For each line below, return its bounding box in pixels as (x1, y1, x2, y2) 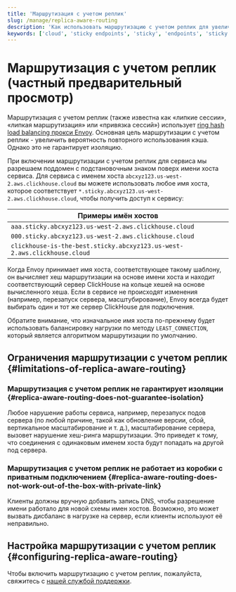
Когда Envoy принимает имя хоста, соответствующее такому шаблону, (7, 265, 222, 274)
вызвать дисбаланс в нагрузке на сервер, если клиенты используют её (7, 512, 223, 520)
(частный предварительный (7, 75, 183, 91)
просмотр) (7, 90, 74, 106)
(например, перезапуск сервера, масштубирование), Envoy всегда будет (7, 295, 228, 304)
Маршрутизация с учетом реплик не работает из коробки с (7, 463, 223, 473)
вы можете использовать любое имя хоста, (78, 179, 209, 188)
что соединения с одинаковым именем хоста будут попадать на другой (7, 438, 224, 446)
